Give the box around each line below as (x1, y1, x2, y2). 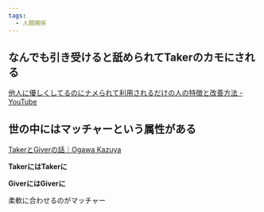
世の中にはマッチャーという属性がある (8, 122, 196, 135)
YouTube (8, 97, 37, 107)
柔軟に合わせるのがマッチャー (8, 196, 106, 206)
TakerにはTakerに (8, 162, 68, 171)
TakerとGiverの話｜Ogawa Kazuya (8, 145, 122, 155)
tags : (8, 11, 26, 20)
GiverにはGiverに (8, 179, 66, 188)
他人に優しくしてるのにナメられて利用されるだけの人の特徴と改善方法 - (8, 88, 243, 98)
